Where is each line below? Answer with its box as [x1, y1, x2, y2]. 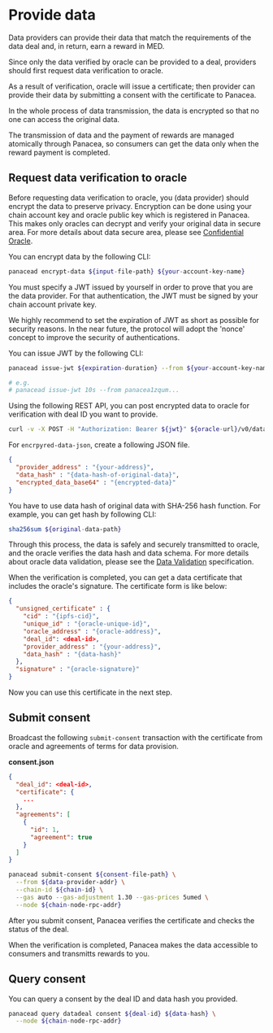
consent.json [8, 756, 54, 766]
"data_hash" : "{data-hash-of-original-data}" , [15, 470, 180, 479]
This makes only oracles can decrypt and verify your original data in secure [8, 218, 262, 229]
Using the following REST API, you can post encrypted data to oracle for [8, 401, 250, 411]
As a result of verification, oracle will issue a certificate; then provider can [8, 81, 256, 91]
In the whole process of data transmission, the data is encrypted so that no [8, 106, 260, 116]
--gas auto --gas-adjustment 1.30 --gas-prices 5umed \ [15, 893, 209, 901]
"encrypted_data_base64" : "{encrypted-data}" [15, 478, 176, 486]
